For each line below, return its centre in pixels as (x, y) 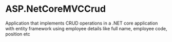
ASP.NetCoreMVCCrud (56, 9)
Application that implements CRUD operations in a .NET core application (82, 23)
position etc (18, 34)
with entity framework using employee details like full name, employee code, (86, 28)
